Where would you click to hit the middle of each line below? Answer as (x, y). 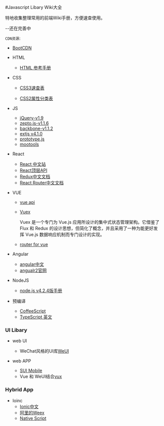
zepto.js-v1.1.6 (34, 123)
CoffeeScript (33, 311)
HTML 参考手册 (35, 68)
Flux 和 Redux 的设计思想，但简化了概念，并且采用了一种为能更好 (86, 228)
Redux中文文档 (35, 177)
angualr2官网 (33, 270)
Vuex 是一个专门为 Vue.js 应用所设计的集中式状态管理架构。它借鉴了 (89, 222)
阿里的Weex (32, 413)
